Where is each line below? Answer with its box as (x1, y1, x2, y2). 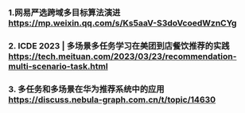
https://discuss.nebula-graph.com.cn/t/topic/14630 (8, 94, 216, 105)
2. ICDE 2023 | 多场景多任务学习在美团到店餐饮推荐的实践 (8, 40, 230, 51)
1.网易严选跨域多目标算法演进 (8, 6, 121, 18)
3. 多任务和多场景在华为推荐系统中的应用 (8, 84, 165, 95)
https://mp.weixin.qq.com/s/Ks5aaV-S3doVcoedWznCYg (8, 18, 237, 29)
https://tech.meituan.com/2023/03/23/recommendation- (8, 50, 237, 61)
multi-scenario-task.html (8, 60, 109, 72)
